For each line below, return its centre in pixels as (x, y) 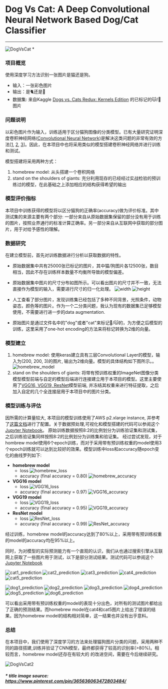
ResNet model (27, 513)
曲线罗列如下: (28, 455)
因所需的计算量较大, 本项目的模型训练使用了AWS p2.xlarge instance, (75, 418)
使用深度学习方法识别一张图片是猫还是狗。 (49, 75)
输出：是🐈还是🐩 (29, 92)
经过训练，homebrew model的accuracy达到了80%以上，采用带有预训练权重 (83, 534)
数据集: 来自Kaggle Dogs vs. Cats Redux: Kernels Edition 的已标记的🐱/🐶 (87, 100)
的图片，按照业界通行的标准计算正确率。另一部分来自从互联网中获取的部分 (82, 223)
